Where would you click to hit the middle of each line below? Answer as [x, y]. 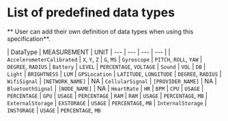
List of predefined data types [91, 13]
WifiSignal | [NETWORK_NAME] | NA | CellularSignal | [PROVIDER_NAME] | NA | [112, 81]
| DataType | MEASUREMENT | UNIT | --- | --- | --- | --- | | [89, 52]
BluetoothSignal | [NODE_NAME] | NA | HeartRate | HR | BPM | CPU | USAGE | [105, 88]
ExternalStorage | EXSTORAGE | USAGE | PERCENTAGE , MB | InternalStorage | [107, 103]
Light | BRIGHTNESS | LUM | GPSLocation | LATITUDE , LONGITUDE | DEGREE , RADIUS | [114, 74]
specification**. [29, 38]
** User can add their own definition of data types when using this [100, 31]
